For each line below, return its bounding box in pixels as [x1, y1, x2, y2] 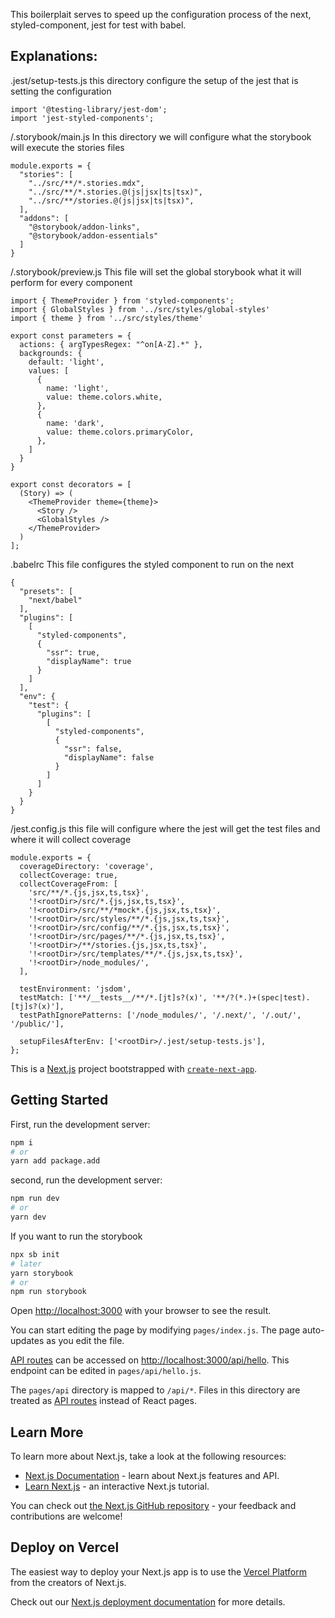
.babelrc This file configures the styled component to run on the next [10, 558, 295, 570]
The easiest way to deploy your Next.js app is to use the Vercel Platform [10, 1565, 308, 1578]
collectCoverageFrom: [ [19, 879, 118, 889]
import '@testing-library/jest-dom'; [10, 104, 168, 114]
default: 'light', [28, 357, 105, 367]
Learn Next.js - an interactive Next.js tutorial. [24, 1480, 210, 1493]
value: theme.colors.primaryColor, [46, 427, 195, 437]
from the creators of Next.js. [10, 1576, 127, 1588]
